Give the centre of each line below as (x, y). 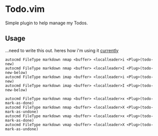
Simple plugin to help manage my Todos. (46, 23)
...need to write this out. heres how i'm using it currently (62, 50)
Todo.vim (25, 9)
